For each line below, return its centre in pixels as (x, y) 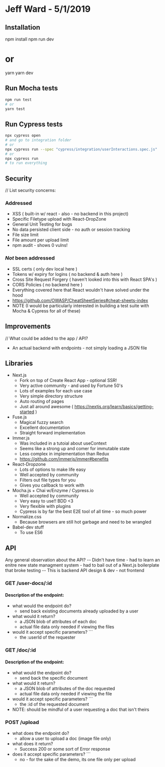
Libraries (19, 363)
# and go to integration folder (38, 140)
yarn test (15, 109)
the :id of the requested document (54, 704)
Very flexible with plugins (45, 506)
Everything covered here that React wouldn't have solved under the (81, 290)
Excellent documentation (45, 427)
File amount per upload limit (40, 240)
